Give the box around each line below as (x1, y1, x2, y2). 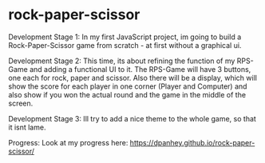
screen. (8, 98, 34, 108)
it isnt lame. (8, 122, 46, 132)
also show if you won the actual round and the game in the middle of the (8, 89, 246, 99)
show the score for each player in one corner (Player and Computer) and (8, 81, 247, 91)
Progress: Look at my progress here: (8, 137, 129, 147)
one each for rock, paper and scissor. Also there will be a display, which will (8, 73, 258, 82)
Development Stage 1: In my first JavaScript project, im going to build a (8, 32, 242, 42)
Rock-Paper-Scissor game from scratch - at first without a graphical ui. (8, 40, 242, 50)
